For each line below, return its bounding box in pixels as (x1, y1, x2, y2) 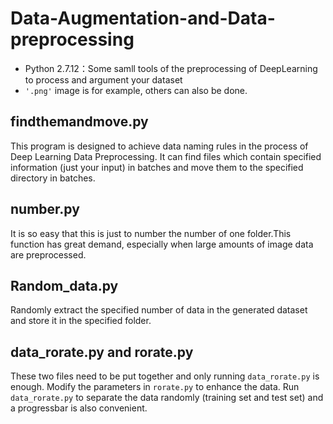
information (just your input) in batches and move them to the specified (10, 161, 304, 173)
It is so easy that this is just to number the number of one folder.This (10, 227, 292, 239)
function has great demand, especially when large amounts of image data (10, 238, 314, 250)
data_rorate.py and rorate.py (10, 343, 194, 361)
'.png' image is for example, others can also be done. (24, 84, 248, 96)
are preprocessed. (10, 248, 87, 261)
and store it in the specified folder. (10, 315, 152, 327)
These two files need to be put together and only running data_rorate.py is (10, 370, 320, 382)
